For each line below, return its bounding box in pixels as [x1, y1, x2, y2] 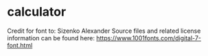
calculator [7, 4, 67, 20]
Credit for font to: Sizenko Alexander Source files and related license [7, 27, 201, 35]
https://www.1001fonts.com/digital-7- [95, 33, 201, 42]
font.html [7, 41, 33, 49]
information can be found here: [7, 33, 95, 42]
